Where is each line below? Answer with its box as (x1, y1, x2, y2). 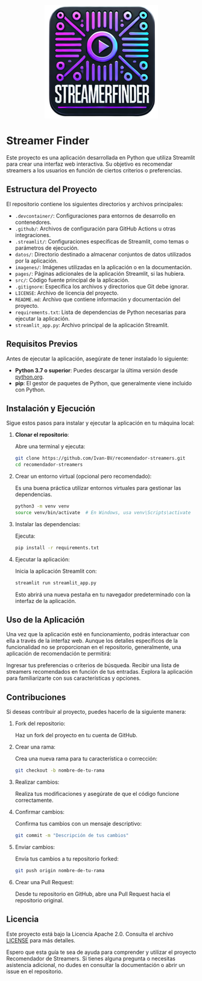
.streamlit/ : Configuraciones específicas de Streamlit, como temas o (14, 238, 189, 245)
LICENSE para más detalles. (6, 936, 75, 944)
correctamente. (14, 797, 54, 804)
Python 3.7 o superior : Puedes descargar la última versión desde (14, 367, 178, 374)
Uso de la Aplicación (6, 615, 85, 625)
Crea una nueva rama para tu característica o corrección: (14, 755, 158, 763)
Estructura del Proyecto (6, 184, 98, 195)
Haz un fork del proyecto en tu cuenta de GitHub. (14, 732, 137, 739)
